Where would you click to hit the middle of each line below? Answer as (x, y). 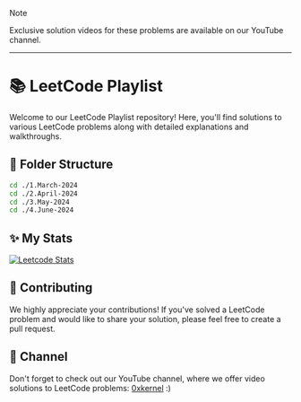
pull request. (32, 328)
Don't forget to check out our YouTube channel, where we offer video (138, 378)
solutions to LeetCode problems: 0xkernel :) (90, 388)
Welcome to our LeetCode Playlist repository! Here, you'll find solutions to (146, 117)
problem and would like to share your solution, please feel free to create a (145, 319)
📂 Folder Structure (61, 165)
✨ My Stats (41, 238)
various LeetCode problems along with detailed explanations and (129, 127)
